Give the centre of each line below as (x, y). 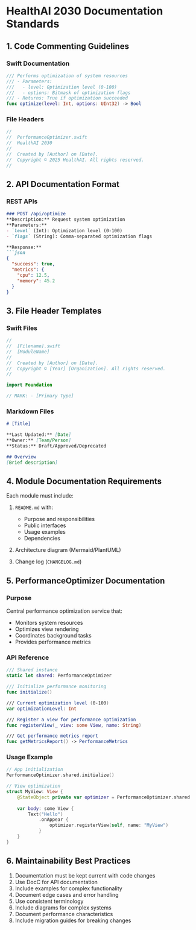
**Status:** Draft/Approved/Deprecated (56, 446)
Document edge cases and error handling (67, 894)
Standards (33, 24)
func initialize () (29, 692)
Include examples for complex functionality (68, 888)
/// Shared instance (32, 670)
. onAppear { (53, 820)
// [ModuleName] (28, 352)
